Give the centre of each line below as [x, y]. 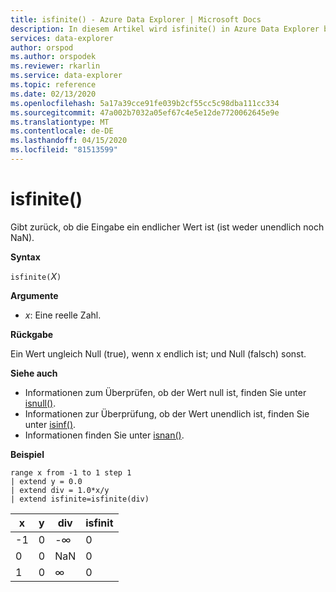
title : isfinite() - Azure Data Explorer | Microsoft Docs [136, 19]
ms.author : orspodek [53, 57]
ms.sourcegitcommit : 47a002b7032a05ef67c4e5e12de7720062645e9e [145, 112]
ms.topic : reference [53, 85]
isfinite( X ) [36, 276]
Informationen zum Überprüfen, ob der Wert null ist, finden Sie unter [165, 392]
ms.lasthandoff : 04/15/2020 [69, 141]
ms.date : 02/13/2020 [53, 94]
